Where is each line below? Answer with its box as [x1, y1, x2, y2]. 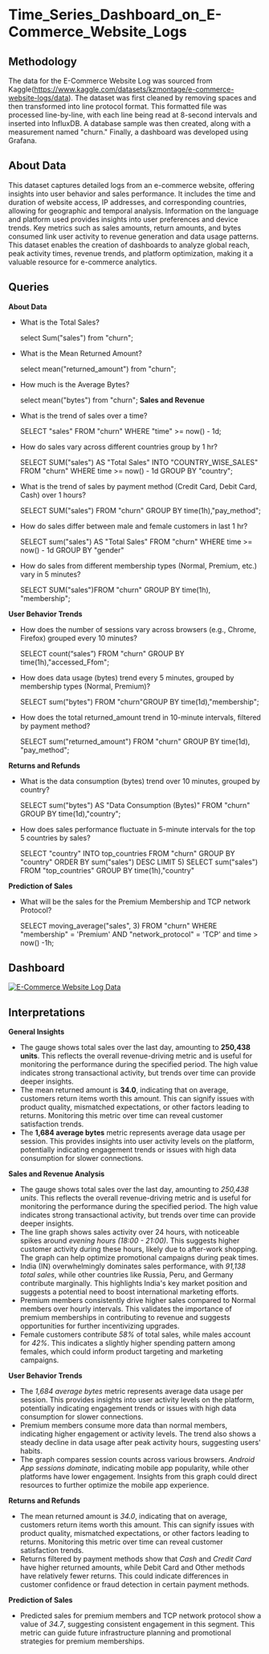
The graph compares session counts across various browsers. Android [19, 1455, 255, 1464]
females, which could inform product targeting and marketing [19, 1347, 223, 1357]
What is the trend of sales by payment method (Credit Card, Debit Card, [19, 481, 258, 491]
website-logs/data [8, 93, 69, 102]
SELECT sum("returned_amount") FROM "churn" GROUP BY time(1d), [19, 737, 251, 746]
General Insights [8, 1027, 65, 1037]
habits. [19, 1446, 43, 1456]
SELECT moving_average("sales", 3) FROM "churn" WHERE [19, 921, 218, 930]
